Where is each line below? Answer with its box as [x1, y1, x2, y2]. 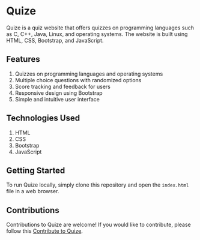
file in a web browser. [6, 188, 59, 195]
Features [6, 54, 40, 64]
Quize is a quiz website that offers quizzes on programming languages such [6, 24, 194, 31]
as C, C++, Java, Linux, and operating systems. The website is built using [6, 30, 188, 37]
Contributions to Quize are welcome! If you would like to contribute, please [6, 221, 191, 229]
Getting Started [6, 165, 65, 175]
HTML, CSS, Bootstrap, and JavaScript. [6, 37, 104, 44]
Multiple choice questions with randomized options [14, 76, 142, 83]
